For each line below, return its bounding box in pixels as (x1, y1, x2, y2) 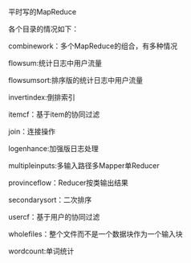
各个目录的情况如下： (8, 24, 79, 34)
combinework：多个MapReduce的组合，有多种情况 (8, 41, 178, 51)
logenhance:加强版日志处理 (8, 144, 99, 153)
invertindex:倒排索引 (8, 92, 76, 102)
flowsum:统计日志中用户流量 (8, 59, 103, 68)
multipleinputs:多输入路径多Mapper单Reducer (8, 161, 160, 171)
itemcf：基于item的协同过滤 (8, 109, 100, 119)
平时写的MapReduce (8, 7, 77, 16)
